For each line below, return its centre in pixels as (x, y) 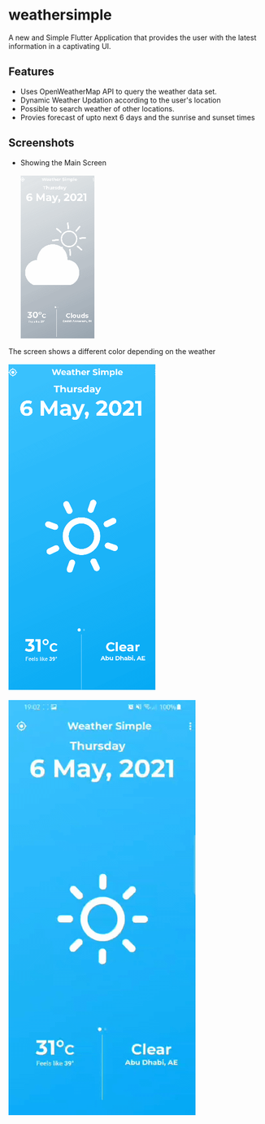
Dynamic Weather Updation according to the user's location (120, 100)
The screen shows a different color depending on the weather (112, 351)
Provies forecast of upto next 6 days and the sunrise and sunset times (137, 117)
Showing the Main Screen (63, 162)
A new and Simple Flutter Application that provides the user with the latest (132, 37)
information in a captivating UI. (60, 46)
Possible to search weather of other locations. (97, 108)
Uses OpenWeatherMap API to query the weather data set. (118, 91)
